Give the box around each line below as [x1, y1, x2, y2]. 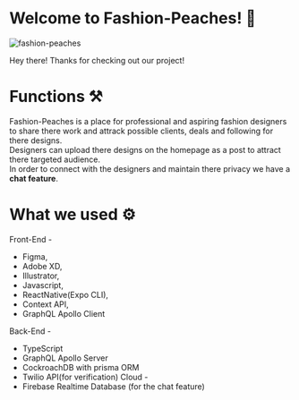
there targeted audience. [9, 154, 101, 165]
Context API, [21, 299, 69, 310]
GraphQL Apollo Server [21, 353, 109, 363]
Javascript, [21, 279, 64, 290]
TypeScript [21, 343, 64, 353]
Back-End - [9, 326, 52, 336]
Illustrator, [21, 270, 60, 281]
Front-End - [9, 234, 52, 244]
